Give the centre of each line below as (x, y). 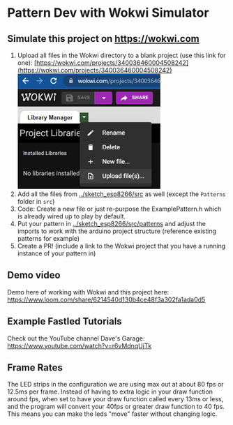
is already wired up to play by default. (72, 216)
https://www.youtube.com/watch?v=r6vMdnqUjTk (80, 345)
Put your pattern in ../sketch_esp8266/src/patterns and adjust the (111, 224)
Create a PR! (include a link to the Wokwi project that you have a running (121, 246)
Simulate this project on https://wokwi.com (104, 39)
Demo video (34, 275)
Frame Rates (35, 368)
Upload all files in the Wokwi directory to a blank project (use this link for (121, 55)
